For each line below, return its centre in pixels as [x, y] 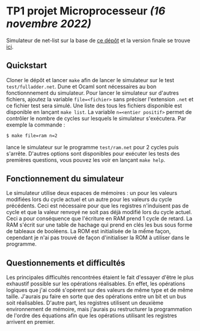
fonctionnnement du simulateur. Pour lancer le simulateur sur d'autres [92, 93]
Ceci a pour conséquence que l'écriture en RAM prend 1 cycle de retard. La [99, 219]
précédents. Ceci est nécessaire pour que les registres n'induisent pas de [98, 206]
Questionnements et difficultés [66, 263]
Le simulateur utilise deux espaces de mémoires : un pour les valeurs [92, 193]
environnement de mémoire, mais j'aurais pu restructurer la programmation [99, 309]
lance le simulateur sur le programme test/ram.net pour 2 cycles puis [92, 147]
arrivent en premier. [31, 322]
